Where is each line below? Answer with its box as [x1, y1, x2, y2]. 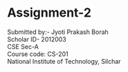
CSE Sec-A [7, 42, 39, 51]
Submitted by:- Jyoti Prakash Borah [7, 28, 109, 36]
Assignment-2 [7, 5, 92, 21]
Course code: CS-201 [7, 50, 68, 58]
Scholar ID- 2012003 [7, 35, 67, 43]
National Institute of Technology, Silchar [7, 57, 121, 65]
